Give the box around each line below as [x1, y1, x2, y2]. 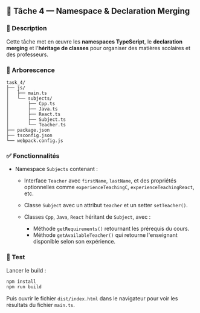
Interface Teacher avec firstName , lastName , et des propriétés [24, 177, 177, 184]
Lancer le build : [6, 266, 47, 274]
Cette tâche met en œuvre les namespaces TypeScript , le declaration [6, 37, 183, 45]
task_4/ [6, 79, 26, 85]
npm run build [6, 284, 42, 290]
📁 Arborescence [6, 66, 56, 74]
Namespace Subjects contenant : [15, 166, 98, 173]
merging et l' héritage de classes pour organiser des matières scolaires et [6, 44, 191, 51]
